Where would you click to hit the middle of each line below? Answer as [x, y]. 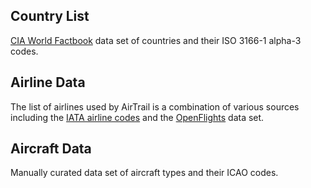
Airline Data [48, 82]
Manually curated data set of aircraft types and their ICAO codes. [144, 173]
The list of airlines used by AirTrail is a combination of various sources [155, 106]
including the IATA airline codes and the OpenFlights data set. [137, 117]
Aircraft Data [51, 149]
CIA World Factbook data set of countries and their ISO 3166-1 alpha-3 [156, 40]
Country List [50, 16]
